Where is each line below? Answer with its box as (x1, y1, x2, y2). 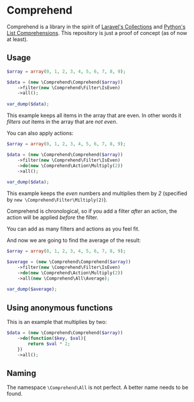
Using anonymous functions (6, 303, 113, 313)
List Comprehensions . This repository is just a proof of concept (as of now (6, 29, 188, 36)
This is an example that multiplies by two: (6, 319, 107, 326)
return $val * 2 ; (28, 341, 70, 346)
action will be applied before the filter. (6, 214, 99, 221)
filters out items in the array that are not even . (6, 118, 118, 125)
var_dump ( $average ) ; (6, 286, 58, 293)
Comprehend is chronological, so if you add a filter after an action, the (6, 208, 177, 215)
